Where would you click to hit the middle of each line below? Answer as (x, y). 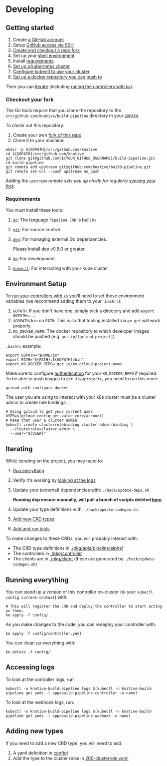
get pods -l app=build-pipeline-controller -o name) (82, 693)
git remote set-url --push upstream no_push (53, 172)
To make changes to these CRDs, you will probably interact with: (72, 538)
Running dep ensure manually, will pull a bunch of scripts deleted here (87, 500)
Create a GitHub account (38, 40)
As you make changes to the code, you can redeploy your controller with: (81, 624)
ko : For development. (34, 258)
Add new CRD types (34, 519)
